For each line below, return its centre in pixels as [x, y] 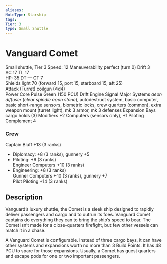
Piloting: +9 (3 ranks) [34, 160]
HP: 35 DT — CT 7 [24, 78]
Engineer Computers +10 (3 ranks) [48, 165]
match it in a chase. [25, 231]
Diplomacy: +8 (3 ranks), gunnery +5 [51, 154]
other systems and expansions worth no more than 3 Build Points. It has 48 [83, 246]
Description [24, 197]
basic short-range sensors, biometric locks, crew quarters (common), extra [83, 105]
